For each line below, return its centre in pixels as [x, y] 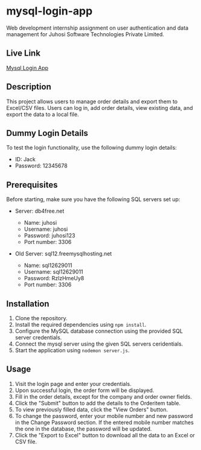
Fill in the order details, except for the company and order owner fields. [103, 396]
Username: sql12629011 [53, 272]
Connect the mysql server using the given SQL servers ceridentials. [99, 344]
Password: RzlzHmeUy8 [54, 278]
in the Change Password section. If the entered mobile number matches [104, 422]
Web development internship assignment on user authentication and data [97, 28]
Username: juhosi [46, 229]
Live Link [24, 53]
